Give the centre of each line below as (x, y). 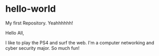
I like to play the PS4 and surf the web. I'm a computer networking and (80, 43)
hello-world (31, 9)
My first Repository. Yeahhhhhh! (39, 23)
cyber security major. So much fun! (42, 48)
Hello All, (15, 33)
